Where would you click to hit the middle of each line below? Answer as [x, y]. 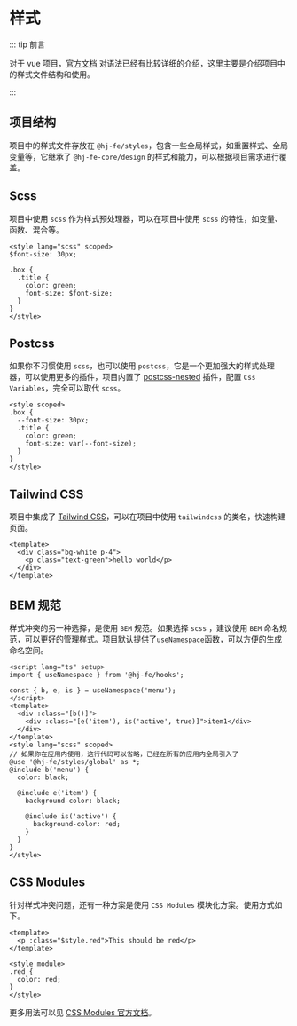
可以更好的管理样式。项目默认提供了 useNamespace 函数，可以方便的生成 [153, 639]
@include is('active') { [71, 817]
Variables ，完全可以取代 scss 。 [67, 388]
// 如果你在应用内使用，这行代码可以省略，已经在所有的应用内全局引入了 [124, 754]
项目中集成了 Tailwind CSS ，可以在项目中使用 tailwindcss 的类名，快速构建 [148, 517]
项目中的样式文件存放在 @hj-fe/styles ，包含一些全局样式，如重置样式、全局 [149, 145]
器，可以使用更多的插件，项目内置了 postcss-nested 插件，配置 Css [133, 377]
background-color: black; [73, 801]
